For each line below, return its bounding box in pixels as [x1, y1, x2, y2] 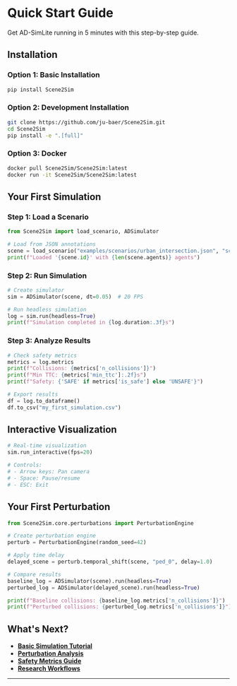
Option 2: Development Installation [7, 102, 129, 112]
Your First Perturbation [7, 501, 111, 513]
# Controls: [7, 461, 42, 469]
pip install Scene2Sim [7, 86, 74, 93]
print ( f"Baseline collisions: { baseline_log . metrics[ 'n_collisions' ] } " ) [7, 597, 226, 604]
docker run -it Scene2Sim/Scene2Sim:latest [7, 171, 138, 178]
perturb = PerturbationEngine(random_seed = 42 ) [7, 539, 147, 546]
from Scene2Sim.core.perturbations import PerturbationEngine [7, 519, 194, 527]
